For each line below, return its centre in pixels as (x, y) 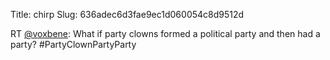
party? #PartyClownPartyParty (73, 44)
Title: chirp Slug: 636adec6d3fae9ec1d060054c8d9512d (127, 14)
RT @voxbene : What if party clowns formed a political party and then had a (165, 33)
